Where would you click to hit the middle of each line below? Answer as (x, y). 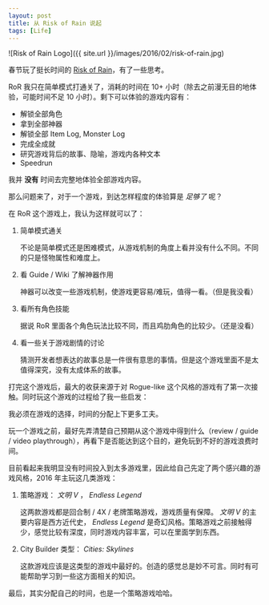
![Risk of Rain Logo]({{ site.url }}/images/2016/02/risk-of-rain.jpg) (116, 54)
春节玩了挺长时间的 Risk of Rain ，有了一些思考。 (88, 70)
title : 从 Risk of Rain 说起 (55, 23)
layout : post (30, 16)
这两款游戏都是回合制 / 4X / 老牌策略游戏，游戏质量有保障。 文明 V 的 (134, 512)
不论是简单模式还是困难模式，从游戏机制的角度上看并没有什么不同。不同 (139, 248)
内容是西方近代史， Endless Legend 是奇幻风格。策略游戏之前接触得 (139, 522)
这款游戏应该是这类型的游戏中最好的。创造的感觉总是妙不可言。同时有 (136, 567)
